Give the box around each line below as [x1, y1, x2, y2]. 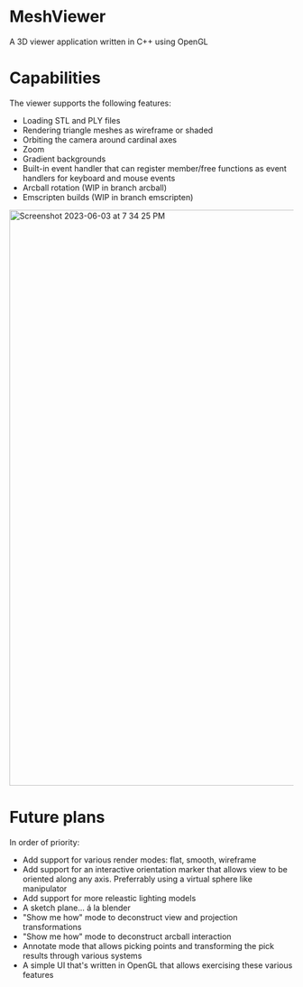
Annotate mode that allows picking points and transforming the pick [22, 940, 275, 951]
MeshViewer [9, 6, 106, 27]
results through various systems [22, 950, 142, 961]
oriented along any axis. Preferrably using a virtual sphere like [22, 873, 252, 884]
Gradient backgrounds [22, 153, 106, 164]
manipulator [22, 882, 68, 894]
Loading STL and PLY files [22, 115, 121, 125]
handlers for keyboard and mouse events [22, 172, 176, 183]
